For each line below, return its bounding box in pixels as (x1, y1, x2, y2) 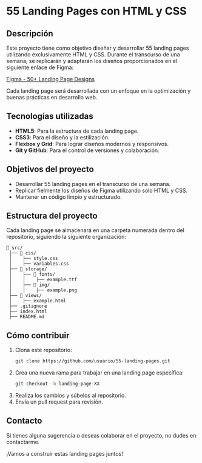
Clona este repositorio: (15, 347, 72, 354)
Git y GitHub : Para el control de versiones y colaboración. (15, 147, 160, 154)
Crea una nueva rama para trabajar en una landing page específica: (15, 369, 184, 376)
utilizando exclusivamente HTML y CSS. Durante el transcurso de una (6, 51, 180, 58)
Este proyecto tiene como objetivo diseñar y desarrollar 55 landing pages (6, 44, 189, 52)
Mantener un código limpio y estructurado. (15, 193, 123, 201)
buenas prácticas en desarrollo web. (6, 94, 98, 101)
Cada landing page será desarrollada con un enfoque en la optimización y (6, 87, 191, 95)
